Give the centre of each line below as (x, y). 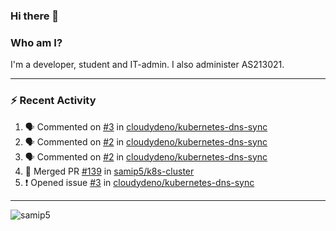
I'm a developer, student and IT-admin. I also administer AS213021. (147, 65)
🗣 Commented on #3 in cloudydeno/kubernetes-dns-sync (146, 126)
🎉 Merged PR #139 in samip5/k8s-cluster (109, 171)
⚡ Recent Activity (53, 101)
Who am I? (36, 42)
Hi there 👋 (35, 16)
